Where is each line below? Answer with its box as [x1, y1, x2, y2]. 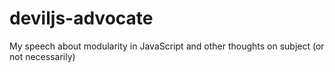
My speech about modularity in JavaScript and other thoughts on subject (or [9, 40, 325, 52]
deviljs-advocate [9, 7, 154, 30]
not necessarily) [9, 50, 76, 62]
